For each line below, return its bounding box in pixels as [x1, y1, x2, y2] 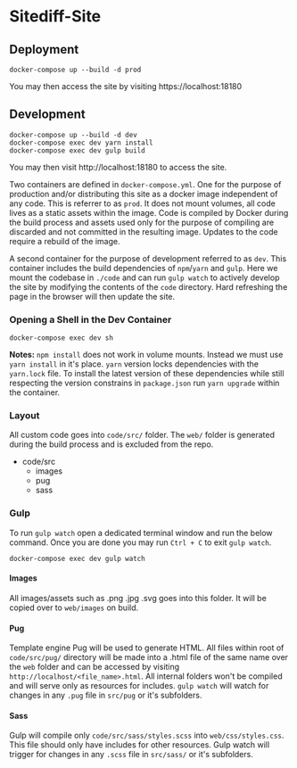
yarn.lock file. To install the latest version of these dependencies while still [9, 368, 285, 379]
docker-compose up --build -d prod [9, 65, 142, 74]
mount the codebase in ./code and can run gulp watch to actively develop [9, 272, 280, 283]
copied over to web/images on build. [9, 602, 139, 613]
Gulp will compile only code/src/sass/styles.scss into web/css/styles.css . [9, 730, 285, 741]
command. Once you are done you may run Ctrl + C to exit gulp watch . [9, 537, 272, 548]
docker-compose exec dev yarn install [9, 138, 153, 147]
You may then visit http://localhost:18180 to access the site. [9, 161, 227, 172]
